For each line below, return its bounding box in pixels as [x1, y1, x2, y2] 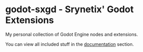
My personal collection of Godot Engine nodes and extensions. [5, 31, 138, 37]
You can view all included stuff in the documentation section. [5, 41, 134, 47]
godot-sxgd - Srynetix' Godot [5, 4, 134, 15]
